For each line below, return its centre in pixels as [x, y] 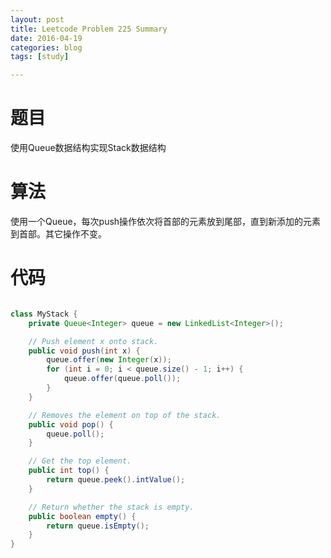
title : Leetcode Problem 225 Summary [89, 29]
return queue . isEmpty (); [98, 526]
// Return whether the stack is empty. [111, 507]
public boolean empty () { [82, 516]
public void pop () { [71, 424]
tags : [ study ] [40, 57]
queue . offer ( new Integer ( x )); [109, 360]
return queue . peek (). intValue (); [116, 480]
